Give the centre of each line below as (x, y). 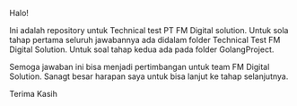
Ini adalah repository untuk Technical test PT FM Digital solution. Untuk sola (149, 30)
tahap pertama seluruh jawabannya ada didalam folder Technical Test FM (145, 40)
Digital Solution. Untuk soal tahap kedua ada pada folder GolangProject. (142, 49)
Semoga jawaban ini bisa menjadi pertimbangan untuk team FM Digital (140, 67)
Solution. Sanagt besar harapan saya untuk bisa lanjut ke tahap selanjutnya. (149, 76)
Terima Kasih (34, 94)
